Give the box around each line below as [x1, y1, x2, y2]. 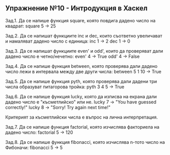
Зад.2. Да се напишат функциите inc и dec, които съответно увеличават [5, 32, 163, 38]
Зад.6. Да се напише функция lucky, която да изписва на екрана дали [5, 93, 157, 99]
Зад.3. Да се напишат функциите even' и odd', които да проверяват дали [5, 48, 163, 54]
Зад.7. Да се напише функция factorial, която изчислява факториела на [5, 124, 159, 130]
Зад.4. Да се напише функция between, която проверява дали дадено [5, 63, 158, 69]
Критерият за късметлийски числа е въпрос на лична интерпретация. [5, 114, 158, 120]
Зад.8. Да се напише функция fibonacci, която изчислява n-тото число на [5, 139, 165, 145]
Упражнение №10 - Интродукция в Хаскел [5, 4, 148, 13]
